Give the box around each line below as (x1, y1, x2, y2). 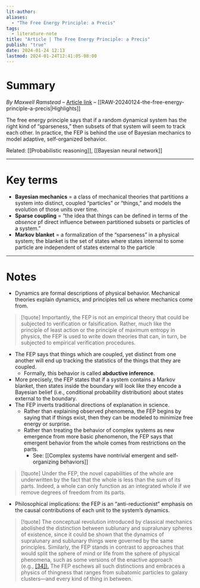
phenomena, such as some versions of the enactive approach (20, 556, 173, 564)
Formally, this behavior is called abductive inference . (23, 370, 155, 377)
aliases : (6, 14, 28, 20)
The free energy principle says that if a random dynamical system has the (6, 116, 187, 123)
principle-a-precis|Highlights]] (6, 105, 81, 112)
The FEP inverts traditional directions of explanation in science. (14, 402, 170, 409)
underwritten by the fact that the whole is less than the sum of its (20, 476, 180, 483)
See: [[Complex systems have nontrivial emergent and (32, 452, 166, 459)
